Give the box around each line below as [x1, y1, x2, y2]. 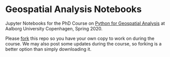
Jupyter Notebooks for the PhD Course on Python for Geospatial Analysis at [5, 20, 165, 26]
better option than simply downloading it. [5, 46, 92, 52]
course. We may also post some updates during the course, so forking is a [5, 40, 162, 46]
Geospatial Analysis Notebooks [5, 4, 142, 15]
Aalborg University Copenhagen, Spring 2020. [5, 25, 103, 31]
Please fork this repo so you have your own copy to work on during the [5, 35, 155, 41]
